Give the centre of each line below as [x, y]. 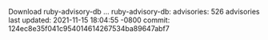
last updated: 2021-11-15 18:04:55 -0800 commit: [89, 20]
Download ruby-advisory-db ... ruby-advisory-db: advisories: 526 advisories [134, 12]
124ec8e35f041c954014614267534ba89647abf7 [89, 28]
